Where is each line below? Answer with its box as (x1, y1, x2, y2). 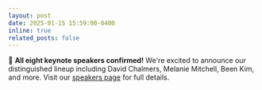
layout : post (8, 11, 52, 20)
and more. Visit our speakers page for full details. (8, 72, 170, 82)
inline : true (8, 26, 52, 34)
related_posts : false (8, 33, 80, 42)
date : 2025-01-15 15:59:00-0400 (8, 19, 115, 27)
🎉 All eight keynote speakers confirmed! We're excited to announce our (8, 56, 246, 65)
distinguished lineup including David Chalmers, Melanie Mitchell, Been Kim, (8, 65, 255, 74)
